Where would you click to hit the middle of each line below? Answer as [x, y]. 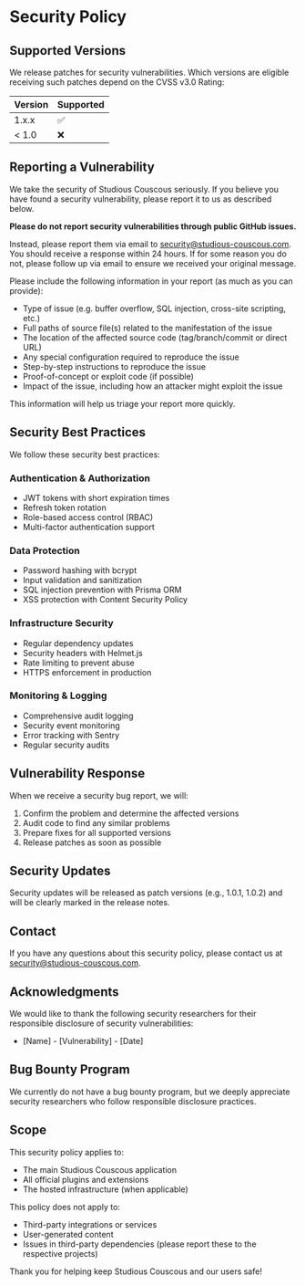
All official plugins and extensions [86, 1179]
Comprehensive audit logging [78, 716]
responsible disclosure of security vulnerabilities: [102, 1023]
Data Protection [45, 550]
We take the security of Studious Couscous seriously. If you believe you [144, 189]
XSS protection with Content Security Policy [105, 600]
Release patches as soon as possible [92, 842]
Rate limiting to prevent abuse [78, 663]
